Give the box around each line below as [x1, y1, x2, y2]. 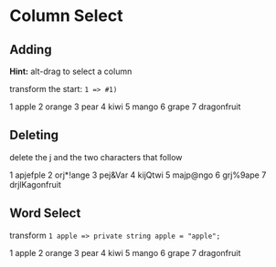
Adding [9, 42, 52, 57]
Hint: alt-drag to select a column [9, 66, 133, 77]
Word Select [9, 206, 81, 221]
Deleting [9, 128, 59, 143]
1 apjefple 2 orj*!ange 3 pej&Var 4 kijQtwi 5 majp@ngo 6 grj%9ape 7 [9, 169, 267, 180]
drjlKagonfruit [9, 179, 62, 190]
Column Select [9, 5, 123, 26]
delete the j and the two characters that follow [9, 151, 183, 162]
